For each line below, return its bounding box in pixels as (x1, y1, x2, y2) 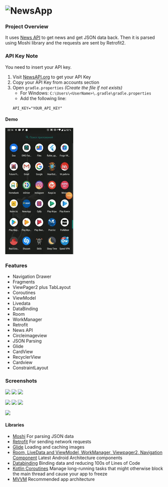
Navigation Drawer (12, 273, 52, 280)
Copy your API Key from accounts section (12, 79, 100, 85)
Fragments (12, 279, 35, 285)
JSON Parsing (12, 338, 42, 344)
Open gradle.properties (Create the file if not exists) (12, 84, 123, 90)
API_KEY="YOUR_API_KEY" (12, 106, 63, 111)
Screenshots (5, 377, 37, 384)
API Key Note (5, 53, 38, 60)
